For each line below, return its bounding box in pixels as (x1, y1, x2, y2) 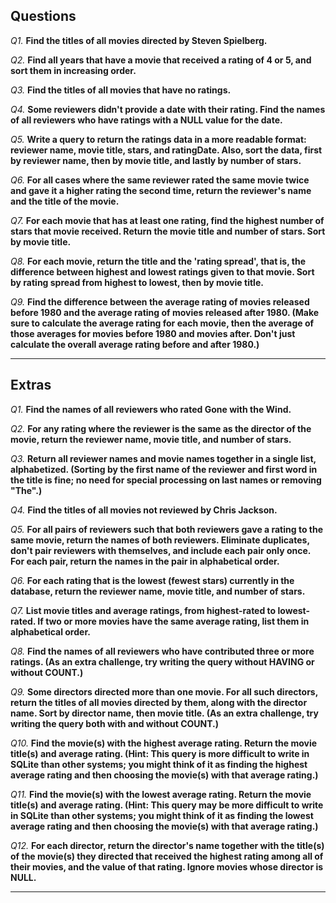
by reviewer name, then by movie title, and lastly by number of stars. (10, 154, 302, 166)
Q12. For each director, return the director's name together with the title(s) (10, 839, 325, 851)
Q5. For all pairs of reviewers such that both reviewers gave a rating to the (10, 523, 324, 535)
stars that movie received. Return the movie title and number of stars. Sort (10, 225, 326, 237)
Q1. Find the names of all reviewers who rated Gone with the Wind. (10, 403, 292, 415)
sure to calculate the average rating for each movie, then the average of (10, 317, 315, 329)
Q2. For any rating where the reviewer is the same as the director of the (10, 422, 312, 434)
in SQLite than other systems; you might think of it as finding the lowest (10, 809, 314, 821)
